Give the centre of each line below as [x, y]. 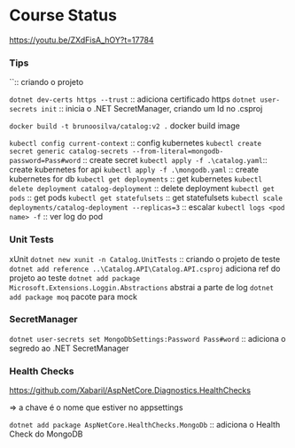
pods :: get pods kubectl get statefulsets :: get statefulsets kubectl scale [146, 198]
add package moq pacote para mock [73, 297]
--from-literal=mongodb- [178, 151]
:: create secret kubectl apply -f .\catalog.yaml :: [175, 160]
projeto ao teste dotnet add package [74, 278]
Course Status [63, 15]
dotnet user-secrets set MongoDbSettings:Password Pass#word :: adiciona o [147, 338]
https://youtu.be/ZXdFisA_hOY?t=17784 [82, 40]
